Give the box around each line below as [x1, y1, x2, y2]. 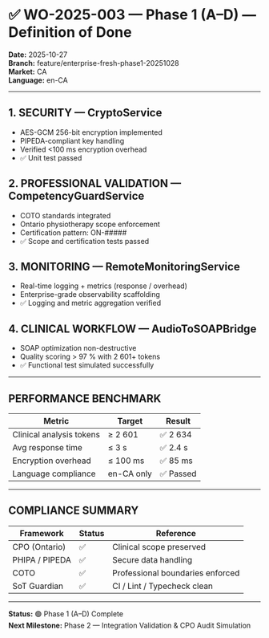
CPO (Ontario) [12, 541, 66, 552]
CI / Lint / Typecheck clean [111, 580, 214, 591]
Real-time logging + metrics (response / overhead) [19, 281, 188, 291]
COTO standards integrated [19, 210, 111, 220]
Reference [155, 527, 196, 538]
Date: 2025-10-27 [8, 50, 68, 59]
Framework [19, 527, 64, 538]
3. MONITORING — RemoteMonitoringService [8, 259, 240, 274]
